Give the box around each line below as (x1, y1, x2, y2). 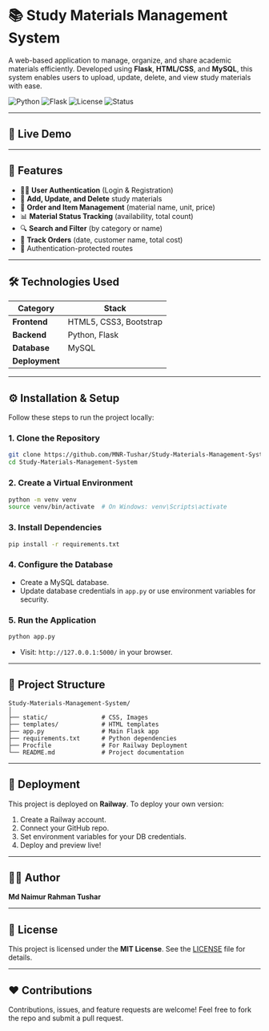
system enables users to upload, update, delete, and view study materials (8, 72, 251, 82)
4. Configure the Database (8, 559, 114, 570)
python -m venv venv (8, 495, 78, 504)
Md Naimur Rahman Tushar (8, 892, 102, 902)
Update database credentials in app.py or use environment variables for (19, 586, 256, 595)
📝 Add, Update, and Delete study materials (19, 193, 163, 203)
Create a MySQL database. (19, 577, 110, 587)
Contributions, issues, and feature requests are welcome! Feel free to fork (8, 1005, 252, 1014)
